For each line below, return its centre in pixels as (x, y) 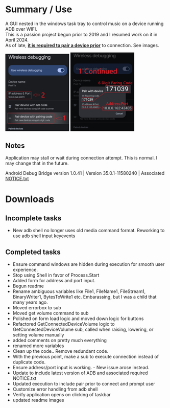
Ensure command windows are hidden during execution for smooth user (89, 264)
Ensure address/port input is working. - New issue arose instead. (81, 367)
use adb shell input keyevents (44, 236)
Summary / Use (39, 9)
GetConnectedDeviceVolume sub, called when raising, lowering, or (83, 329)
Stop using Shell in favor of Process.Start (56, 275)
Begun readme (28, 286)
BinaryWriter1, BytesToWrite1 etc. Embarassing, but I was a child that (84, 297)
